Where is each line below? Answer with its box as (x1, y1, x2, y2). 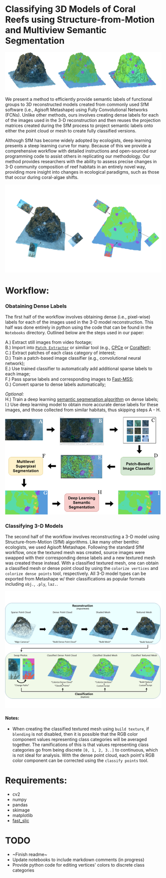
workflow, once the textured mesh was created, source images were (5, 549, 145, 555)
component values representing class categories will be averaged (12, 737, 147, 743)
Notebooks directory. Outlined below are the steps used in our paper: (5, 330, 145, 336)
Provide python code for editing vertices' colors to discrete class (12, 862, 145, 868)
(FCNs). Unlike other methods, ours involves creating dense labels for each (5, 112, 159, 118)
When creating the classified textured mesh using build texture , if (12, 726, 150, 732)
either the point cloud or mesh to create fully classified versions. (5, 128, 137, 134)
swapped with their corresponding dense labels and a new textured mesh (5, 555, 156, 561)
